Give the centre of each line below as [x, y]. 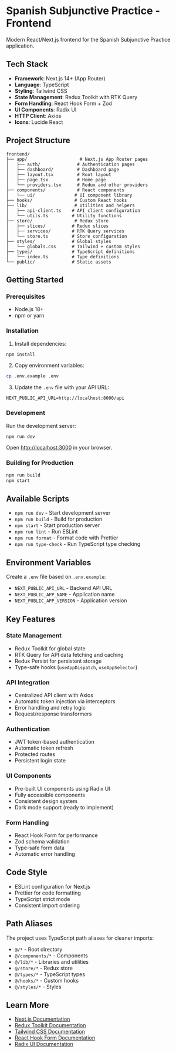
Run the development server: [41, 426]
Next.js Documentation [42, 1019]
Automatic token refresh [44, 748]
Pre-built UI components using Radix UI [62, 788]
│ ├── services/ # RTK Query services [65, 231]
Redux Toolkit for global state [50, 648]
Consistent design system [46, 801]
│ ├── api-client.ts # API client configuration [73, 210]
